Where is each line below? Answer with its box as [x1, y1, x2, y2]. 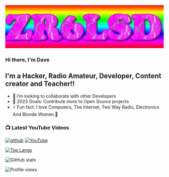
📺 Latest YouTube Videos [5, 124, 69, 131]
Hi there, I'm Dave [5, 56, 50, 63]
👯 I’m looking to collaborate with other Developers [12, 93, 116, 99]
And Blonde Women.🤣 [12, 111, 58, 117]
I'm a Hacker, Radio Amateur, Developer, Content [5, 72, 161, 80]
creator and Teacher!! [5, 79, 75, 88]
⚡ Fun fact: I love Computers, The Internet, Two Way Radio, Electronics [12, 104, 159, 110]
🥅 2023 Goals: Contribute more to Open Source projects [12, 98, 129, 104]
